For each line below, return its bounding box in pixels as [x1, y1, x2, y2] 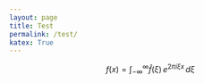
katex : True [9, 37, 54, 47]
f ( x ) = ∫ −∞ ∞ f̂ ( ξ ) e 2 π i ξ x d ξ [106, 62, 195, 77]
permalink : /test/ [9, 29, 78, 38]
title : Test [9, 21, 54, 30]
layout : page [9, 12, 58, 22]
